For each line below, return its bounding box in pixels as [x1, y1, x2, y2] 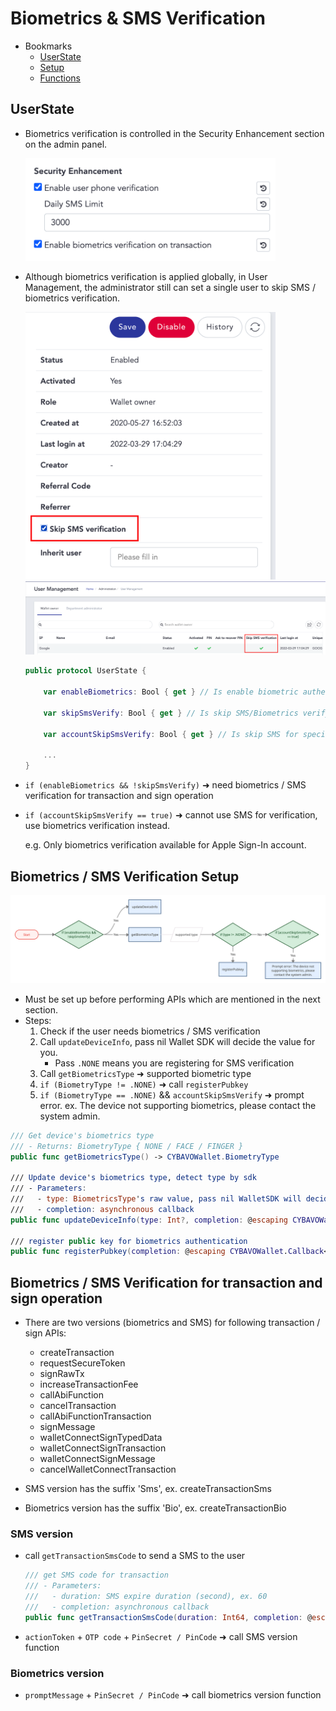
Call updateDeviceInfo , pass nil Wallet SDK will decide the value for [39, 1035, 316, 1047]
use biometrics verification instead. [24, 820, 171, 832]
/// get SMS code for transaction [24, 1570, 169, 1581]
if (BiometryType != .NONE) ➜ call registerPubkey [39, 1078, 249, 1090]
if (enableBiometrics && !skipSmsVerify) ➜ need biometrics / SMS [24, 779, 307, 791]
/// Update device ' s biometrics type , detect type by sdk [10, 1173, 257, 1183]
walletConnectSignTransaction [39, 1442, 167, 1454]
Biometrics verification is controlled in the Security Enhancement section [24, 127, 325, 139]
